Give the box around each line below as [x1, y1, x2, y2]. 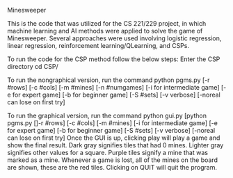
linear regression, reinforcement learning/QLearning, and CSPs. [7, 42, 190, 49]
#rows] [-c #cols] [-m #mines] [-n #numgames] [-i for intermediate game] [7, 83, 220, 91]
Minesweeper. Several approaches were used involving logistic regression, [7, 34, 222, 42]
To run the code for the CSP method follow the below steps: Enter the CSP [7, 55, 220, 63]
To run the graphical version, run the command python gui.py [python [7, 111, 207, 120]
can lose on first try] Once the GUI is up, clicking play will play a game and [7, 133, 220, 142]
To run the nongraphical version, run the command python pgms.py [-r [7, 76, 210, 84]
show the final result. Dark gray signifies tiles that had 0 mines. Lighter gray [7, 141, 224, 149]
